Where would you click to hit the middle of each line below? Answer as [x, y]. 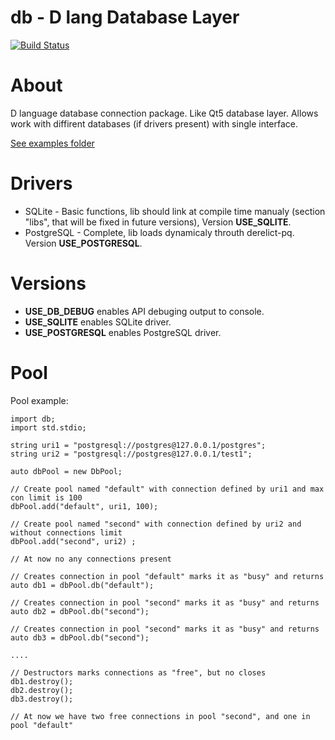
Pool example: [39, 400]
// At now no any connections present [91, 559]
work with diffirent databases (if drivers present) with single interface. [154, 123]
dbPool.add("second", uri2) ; [73, 541]
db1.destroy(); [42, 681]
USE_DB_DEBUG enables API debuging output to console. [144, 311]
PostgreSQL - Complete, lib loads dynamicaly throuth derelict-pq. [159, 232]
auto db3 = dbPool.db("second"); [80, 637]
